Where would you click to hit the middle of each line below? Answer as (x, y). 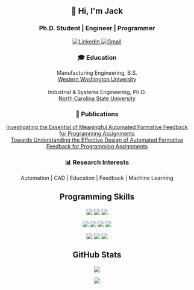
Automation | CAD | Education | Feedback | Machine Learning (97, 178)
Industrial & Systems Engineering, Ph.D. (97, 92)
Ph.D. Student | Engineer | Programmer (97, 28)
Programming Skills (97, 197)
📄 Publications (97, 114)
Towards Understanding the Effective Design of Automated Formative (97, 140)
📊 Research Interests (97, 162)
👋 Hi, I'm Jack (97, 11)
